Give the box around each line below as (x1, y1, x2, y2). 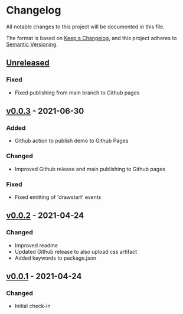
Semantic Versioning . (6, 41, 58, 48)
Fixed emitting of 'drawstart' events (14, 193, 102, 201)
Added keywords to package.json (14, 254, 97, 261)
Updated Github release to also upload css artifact (14, 248, 138, 255)
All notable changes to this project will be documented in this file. (6, 23, 165, 30)
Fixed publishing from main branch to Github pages (14, 89, 140, 96)
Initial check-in (14, 302, 51, 310)
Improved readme (14, 241, 58, 248)
